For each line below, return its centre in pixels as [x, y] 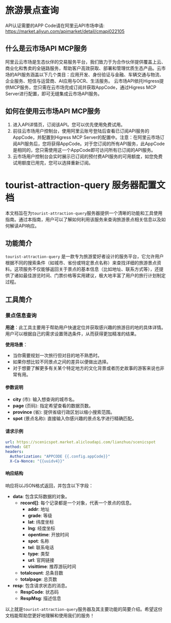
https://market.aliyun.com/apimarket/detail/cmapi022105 [65, 31]
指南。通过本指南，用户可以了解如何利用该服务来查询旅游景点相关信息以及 [83, 219]
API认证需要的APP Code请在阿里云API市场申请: [55, 25]
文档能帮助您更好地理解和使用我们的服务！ [50, 615]
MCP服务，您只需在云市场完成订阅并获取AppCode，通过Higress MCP [83, 87]
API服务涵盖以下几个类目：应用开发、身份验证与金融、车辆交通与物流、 [89, 74]
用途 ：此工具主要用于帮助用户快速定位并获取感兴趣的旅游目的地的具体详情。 [85, 327]
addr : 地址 [39, 509]
